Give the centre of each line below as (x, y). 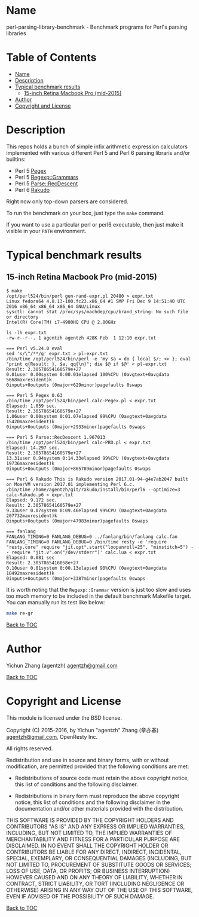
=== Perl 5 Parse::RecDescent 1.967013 (56, 437)
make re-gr (20, 613)
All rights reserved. (30, 748)
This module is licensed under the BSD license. (64, 717)
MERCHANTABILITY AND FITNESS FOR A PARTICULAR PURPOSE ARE (93, 839)
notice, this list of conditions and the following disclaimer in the (92, 802)
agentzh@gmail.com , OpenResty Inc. (52, 736)
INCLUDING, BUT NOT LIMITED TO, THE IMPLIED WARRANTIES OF (89, 833)
